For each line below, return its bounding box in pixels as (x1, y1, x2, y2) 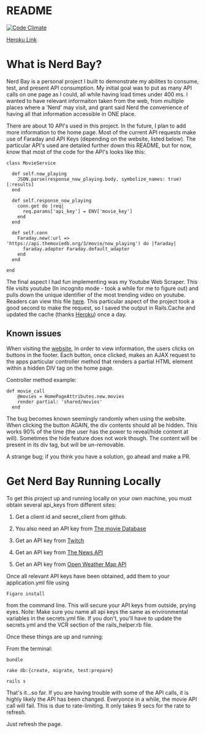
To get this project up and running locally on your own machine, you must (6, 494, 192, 502)
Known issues (6, 329, 62, 339)
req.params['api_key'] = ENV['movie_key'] (22, 208, 133, 215)
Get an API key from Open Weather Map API (15, 560, 127, 568)
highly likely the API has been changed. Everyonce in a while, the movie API (6, 695, 198, 703)
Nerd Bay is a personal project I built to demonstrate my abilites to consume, (6, 77, 199, 85)
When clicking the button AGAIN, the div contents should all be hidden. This (6, 421, 198, 429)
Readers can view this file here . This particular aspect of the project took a (6, 297, 195, 305)
